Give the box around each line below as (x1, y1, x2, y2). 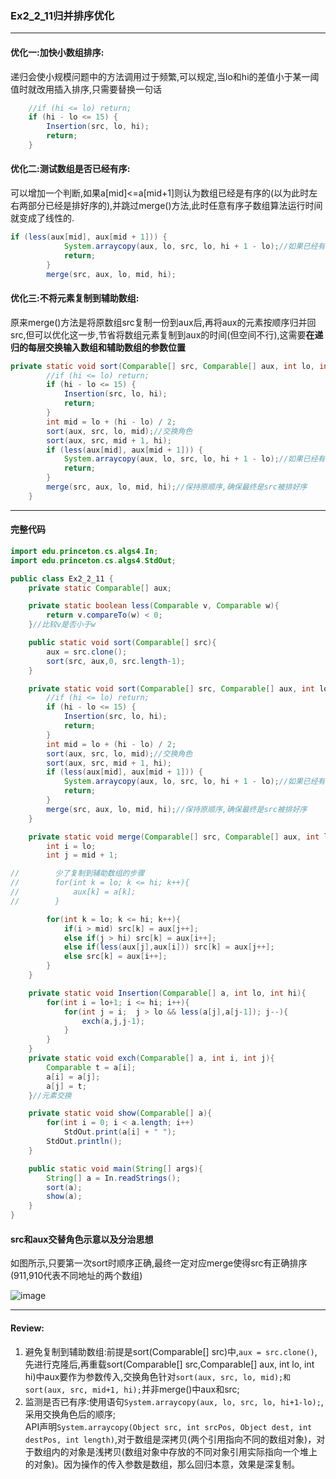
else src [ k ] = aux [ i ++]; (63, 952, 168, 962)
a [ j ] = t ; (46, 1081, 87, 1091)
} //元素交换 (28, 1090, 72, 1101)
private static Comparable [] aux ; (28, 583, 172, 593)
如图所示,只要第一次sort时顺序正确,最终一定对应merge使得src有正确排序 (10, 1257, 308, 1269)
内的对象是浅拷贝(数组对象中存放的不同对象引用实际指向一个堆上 (51, 1445, 318, 1457)
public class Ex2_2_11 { (10, 573, 114, 584)
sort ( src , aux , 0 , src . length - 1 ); (46, 656, 186, 666)
